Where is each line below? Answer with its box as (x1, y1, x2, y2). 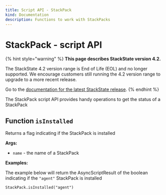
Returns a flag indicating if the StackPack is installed (5, 130, 116, 136)
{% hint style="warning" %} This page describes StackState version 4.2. (5, 56, 161, 62)
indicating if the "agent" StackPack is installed (5, 175, 102, 181)
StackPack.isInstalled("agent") (5, 185, 74, 190)
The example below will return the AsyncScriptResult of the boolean (5, 169, 148, 176)
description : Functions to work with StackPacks (5, 17, 110, 22)
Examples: (5, 160, 28, 166)
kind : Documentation (5, 12, 49, 17)
